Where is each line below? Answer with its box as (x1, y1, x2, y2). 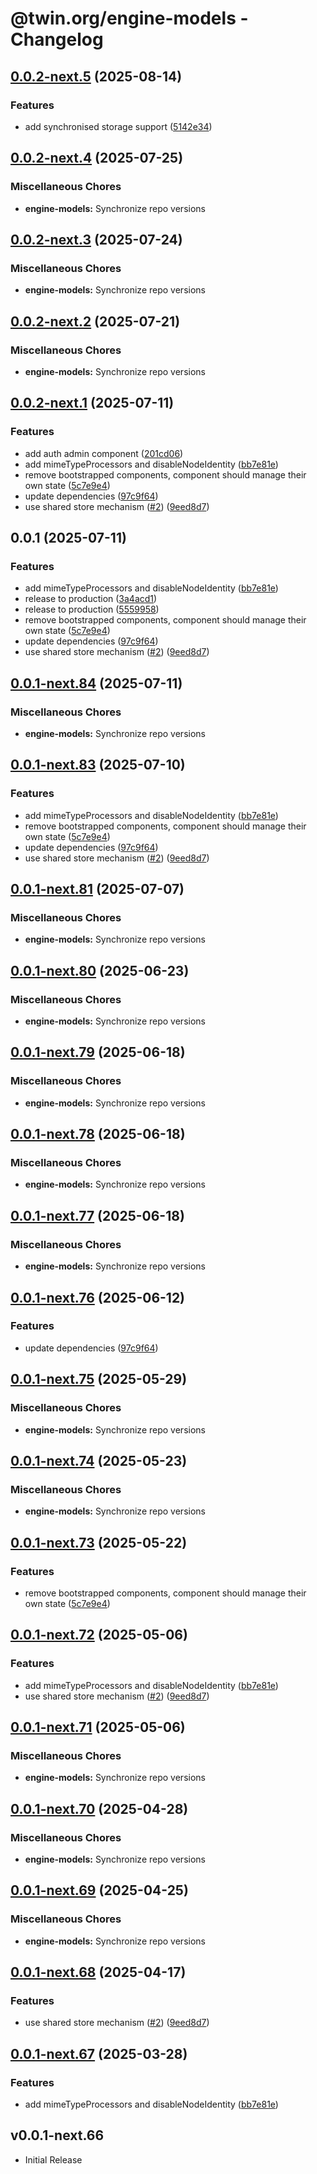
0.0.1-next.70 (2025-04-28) (10, 1800, 189, 1817)
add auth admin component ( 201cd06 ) (24, 447, 184, 459)
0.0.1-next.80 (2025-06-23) (10, 962, 190, 979)
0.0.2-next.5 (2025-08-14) (10, 68, 183, 85)
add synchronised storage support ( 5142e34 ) (24, 120, 213, 132)
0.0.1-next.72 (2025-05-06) (10, 1627, 188, 1644)
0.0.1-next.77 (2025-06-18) (10, 1207, 185, 1224)
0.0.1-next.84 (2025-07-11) (10, 675, 183, 692)
